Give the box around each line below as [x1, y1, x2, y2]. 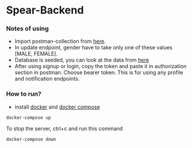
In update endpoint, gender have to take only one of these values [14, 44, 173, 51]
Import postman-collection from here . [14, 38, 106, 45]
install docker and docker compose [14, 103, 100, 110]
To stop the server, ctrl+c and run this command [6, 125, 123, 132]
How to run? [6, 90, 42, 98]
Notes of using [6, 25, 49, 33]
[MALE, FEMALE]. [14, 51, 58, 58]
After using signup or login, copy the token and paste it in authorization [14, 63, 187, 70]
